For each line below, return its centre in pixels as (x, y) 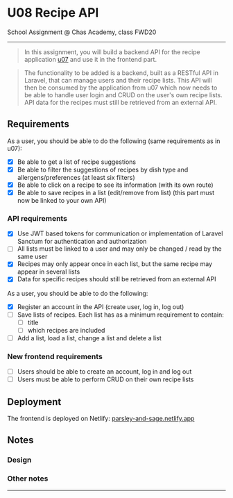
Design (19, 460)
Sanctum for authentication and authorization (82, 242)
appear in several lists (49, 272)
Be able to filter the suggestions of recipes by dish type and (103, 169)
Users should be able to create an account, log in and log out (104, 372)
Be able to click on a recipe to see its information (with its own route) (115, 185)
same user (32, 257)
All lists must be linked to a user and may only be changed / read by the (119, 249)
